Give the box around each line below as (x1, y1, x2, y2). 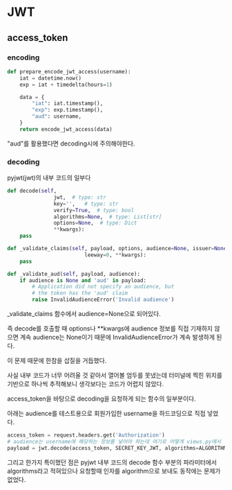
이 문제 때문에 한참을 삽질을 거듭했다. (7, 356, 107, 365)
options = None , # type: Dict (53, 220, 137, 227)
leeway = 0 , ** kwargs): (84, 251, 147, 259)
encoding (7, 53, 40, 62)
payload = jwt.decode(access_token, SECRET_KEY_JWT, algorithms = (7, 444, 199, 451)
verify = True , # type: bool (53, 207, 135, 213)
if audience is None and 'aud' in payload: (19, 277, 147, 284)
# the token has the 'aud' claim (32, 290, 128, 297)
